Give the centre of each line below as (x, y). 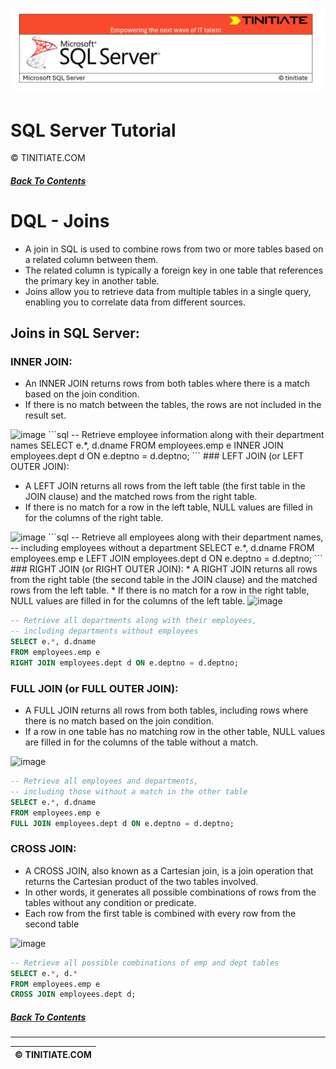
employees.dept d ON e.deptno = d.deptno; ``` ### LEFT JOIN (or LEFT (157, 456)
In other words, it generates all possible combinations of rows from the (170, 892)
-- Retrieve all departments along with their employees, (133, 621)
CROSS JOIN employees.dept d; (73, 994)
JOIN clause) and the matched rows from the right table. (141, 497)
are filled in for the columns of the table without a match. (141, 742)
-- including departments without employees (104, 631)
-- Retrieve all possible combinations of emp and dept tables (145, 963)
